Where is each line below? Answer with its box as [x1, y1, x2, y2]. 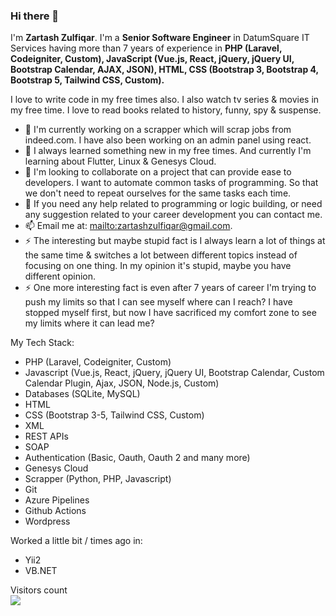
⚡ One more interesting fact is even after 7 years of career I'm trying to [24, 282, 317, 294]
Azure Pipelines [24, 494, 90, 506]
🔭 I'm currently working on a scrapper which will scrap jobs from [24, 124, 292, 136]
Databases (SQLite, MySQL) [24, 388, 141, 400]
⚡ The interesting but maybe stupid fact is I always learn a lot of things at [24, 235, 326, 247]
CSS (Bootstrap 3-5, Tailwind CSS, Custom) [24, 409, 205, 421]
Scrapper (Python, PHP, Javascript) [24, 473, 172, 485]
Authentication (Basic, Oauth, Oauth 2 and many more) [24, 452, 251, 464]
